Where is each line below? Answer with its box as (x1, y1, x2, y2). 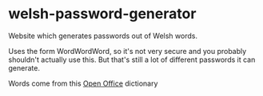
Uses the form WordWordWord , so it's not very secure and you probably (8, 46, 247, 56)
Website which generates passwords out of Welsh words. (8, 31, 198, 40)
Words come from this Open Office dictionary (8, 79, 158, 88)
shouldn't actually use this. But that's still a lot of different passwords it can (8, 55, 256, 64)
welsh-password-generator (8, 5, 197, 23)
